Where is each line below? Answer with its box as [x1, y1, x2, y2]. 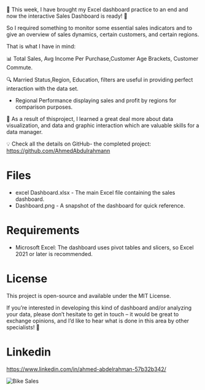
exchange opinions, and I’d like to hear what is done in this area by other [6, 317, 189, 324]
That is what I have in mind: [6, 43, 75, 50]
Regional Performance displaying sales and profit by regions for [15, 97, 177, 104]
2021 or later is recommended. [15, 250, 93, 257]
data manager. [6, 128, 43, 135]
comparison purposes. [15, 103, 73, 111]
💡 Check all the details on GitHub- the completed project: [6, 140, 152, 147]
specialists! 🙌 [6, 323, 40, 331]
